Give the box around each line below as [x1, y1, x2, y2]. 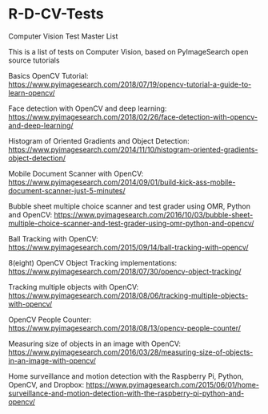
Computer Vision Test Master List [8, 31, 118, 41]
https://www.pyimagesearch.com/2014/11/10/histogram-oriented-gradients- [8, 144, 258, 154]
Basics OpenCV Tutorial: [8, 71, 89, 80]
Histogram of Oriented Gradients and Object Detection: [8, 136, 190, 145]
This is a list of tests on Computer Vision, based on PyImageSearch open [8, 47, 249, 56]
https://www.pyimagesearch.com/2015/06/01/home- [86, 379, 260, 389]
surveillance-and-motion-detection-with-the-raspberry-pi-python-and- [8, 388, 245, 398]
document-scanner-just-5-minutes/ [8, 185, 126, 195]
